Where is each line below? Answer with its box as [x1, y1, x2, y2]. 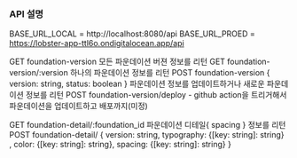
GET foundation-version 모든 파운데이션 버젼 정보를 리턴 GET [9, 56, 226, 67]
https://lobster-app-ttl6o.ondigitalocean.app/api [9, 38, 184, 49]
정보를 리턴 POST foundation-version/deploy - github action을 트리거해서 [25, 90, 287, 100]
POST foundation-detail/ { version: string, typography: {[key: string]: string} [9, 130, 285, 140]
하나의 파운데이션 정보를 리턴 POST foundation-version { [69, 67, 270, 78]
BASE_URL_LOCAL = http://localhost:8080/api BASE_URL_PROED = [9, 28, 255, 39]
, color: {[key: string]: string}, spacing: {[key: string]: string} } [9, 139, 232, 150]
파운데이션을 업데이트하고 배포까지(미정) [9, 100, 148, 112]
